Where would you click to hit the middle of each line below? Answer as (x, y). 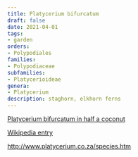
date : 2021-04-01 (33, 27)
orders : (19, 46)
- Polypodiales (30, 54)
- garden (20, 40)
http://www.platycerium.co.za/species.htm (69, 146)
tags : (15, 33)
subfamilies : (26, 73)
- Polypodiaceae (31, 66)
